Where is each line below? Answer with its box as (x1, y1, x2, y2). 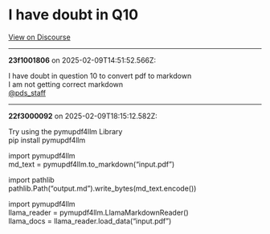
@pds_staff (8, 88, 47, 97)
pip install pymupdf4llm (8, 135, 86, 145)
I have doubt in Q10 (8, 6, 139, 24)
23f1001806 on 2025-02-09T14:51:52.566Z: (8, 55, 157, 65)
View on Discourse (8, 32, 71, 42)
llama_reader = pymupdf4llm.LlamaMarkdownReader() (8, 207, 189, 217)
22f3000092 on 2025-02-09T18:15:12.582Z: (8, 111, 158, 121)
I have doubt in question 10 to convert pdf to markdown (8, 71, 192, 80)
